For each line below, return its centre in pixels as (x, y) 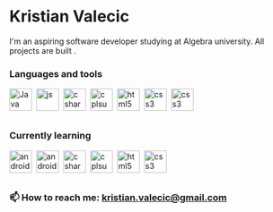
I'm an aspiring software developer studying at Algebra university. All (137, 41)
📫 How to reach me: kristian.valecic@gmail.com (118, 198)
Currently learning (50, 136)
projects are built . (43, 50)
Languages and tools (56, 73)
